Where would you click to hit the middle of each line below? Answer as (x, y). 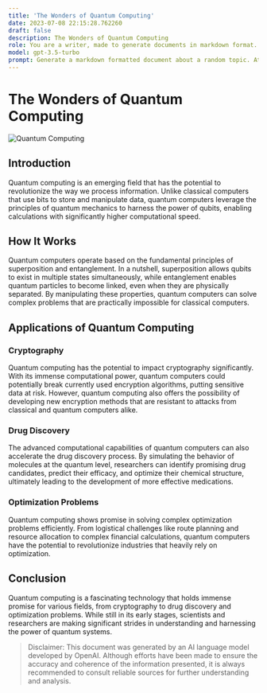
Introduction (40, 164)
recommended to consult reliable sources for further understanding (138, 672)
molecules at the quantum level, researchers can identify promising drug (127, 465)
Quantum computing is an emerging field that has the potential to (114, 182)
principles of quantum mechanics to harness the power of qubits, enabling (130, 208)
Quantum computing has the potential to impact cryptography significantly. (131, 368)
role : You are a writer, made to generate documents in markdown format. (133, 45)
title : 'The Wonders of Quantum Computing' (81, 16)
